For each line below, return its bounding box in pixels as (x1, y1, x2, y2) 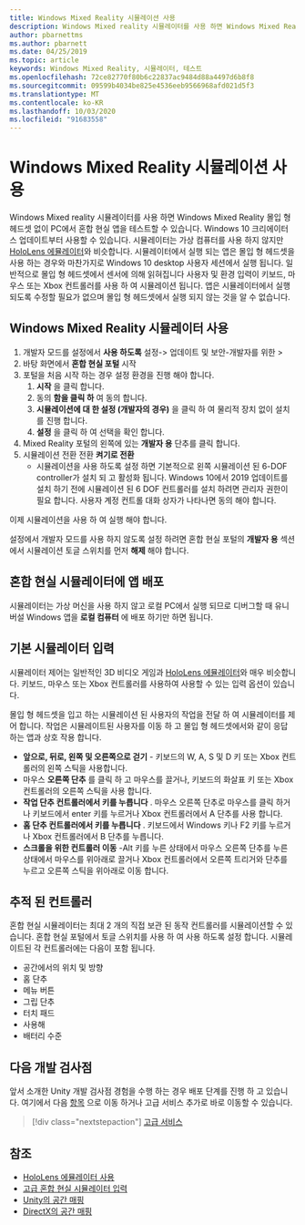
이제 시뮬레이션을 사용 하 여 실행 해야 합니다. (9, 514, 168, 525)
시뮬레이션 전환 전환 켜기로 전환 (22, 448, 135, 460)
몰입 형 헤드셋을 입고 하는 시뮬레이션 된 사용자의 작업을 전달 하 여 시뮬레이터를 (9, 708, 287, 720)
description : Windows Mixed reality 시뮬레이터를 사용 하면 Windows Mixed (9, 22, 280, 31)
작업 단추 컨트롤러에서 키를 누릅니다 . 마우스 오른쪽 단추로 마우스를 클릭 (22, 797, 274, 808)
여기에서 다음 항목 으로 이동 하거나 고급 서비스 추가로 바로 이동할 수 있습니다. (21, 1097, 293, 1108)
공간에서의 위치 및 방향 (22, 962, 104, 973)
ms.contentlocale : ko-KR (9, 98, 104, 108)
